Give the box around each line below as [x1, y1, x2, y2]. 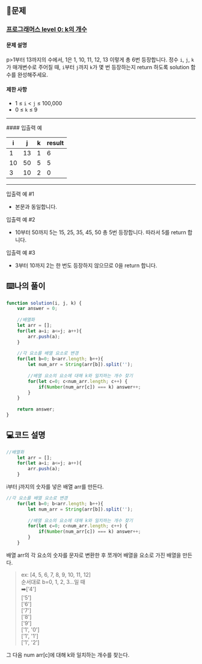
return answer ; [17, 406, 55, 412]
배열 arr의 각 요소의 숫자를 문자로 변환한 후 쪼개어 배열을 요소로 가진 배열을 [6, 551, 182, 559]
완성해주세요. [17, 71, 49, 78]
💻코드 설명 [6, 430, 46, 441]
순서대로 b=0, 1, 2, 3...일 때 [20, 578, 85, 585]
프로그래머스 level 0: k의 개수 [6, 25, 87, 34]
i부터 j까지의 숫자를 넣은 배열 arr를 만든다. [6, 483, 104, 491]
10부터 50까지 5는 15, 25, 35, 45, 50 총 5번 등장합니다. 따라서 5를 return [14, 228, 186, 236]
